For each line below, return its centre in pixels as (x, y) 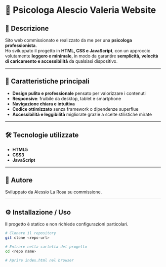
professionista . (21, 45)
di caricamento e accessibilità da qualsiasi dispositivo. (61, 61)
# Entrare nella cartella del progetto (46, 247)
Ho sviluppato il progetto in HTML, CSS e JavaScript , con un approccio (78, 51)
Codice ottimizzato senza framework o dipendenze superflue (75, 109)
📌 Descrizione (27, 28)
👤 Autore (19, 180)
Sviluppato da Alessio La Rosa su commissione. (54, 192)
